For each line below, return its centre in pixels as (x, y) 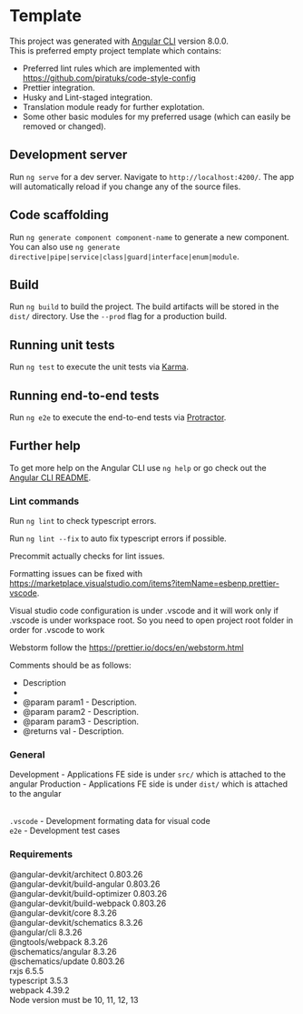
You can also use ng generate (65, 246)
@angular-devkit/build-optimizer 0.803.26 (88, 893)
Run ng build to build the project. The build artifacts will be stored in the (144, 306)
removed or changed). (64, 126)
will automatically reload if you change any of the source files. (125, 186)
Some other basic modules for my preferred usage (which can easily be (156, 116)
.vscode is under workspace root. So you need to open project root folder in (151, 620)
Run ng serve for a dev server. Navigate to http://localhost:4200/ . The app (152, 176)
